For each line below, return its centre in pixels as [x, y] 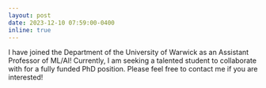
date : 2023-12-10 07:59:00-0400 [61, 23]
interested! [26, 77]
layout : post [30, 15]
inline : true [30, 30]
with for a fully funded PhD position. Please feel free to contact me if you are [133, 69]
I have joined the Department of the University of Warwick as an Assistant [129, 53]
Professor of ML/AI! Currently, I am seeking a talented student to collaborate [133, 60]
